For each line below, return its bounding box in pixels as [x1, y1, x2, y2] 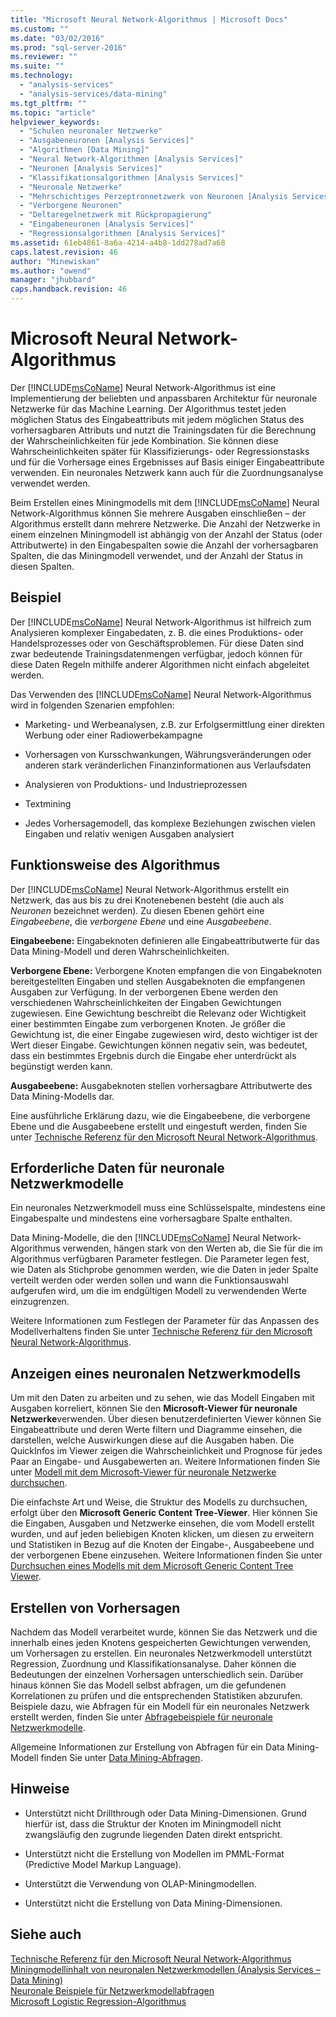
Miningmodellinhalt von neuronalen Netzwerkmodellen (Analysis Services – [10, 1963, 321, 1975]
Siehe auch [10, 1926, 82, 1943]
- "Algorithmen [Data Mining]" [19, 145, 150, 155]
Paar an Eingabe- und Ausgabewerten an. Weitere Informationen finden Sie [10, 1456, 321, 1468]
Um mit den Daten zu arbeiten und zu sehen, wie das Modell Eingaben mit [10, 1392, 315, 1404]
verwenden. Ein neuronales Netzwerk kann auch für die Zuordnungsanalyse [10, 466, 324, 478]
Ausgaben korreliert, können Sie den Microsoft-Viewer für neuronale [10, 1402, 298, 1415]
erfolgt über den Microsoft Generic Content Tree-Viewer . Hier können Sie [10, 1507, 318, 1519]
